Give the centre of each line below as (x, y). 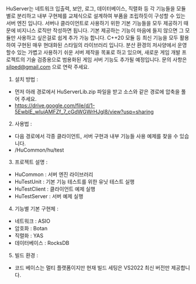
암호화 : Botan (31, 228)
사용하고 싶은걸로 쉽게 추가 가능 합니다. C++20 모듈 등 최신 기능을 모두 (97, 38)
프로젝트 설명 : (31, 162)
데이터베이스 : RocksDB (42, 243)
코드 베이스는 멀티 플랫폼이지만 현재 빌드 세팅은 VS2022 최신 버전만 (92, 268)
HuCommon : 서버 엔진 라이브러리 (54, 174)
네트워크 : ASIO (32, 221)
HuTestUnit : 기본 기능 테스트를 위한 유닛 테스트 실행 (74, 182)
